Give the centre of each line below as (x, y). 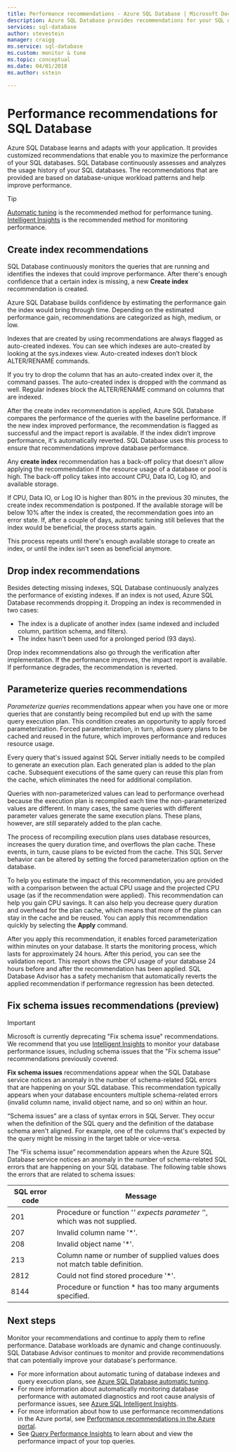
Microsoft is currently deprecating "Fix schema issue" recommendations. (113, 1036)
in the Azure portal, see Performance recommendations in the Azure (116, 1418)
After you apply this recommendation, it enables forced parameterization (112, 939)
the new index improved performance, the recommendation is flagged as (113, 425)
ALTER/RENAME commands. (48, 361)
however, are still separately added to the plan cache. (85, 823)
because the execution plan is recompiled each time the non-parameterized (117, 801)
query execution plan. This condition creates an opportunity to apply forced (117, 721)
